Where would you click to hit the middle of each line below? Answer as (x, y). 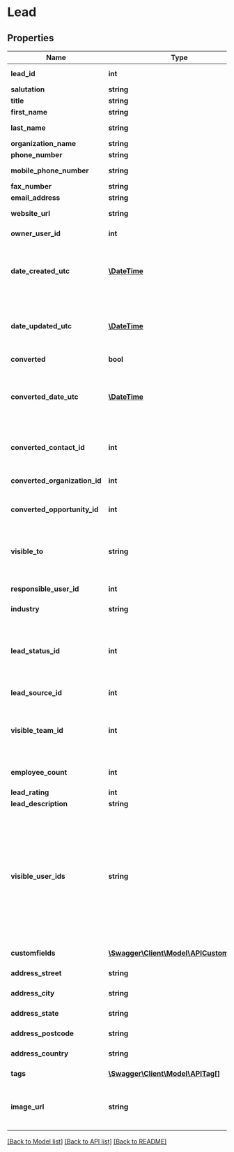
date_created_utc (40, 271)
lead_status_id (36, 651)
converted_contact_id (48, 447)
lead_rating (30, 792)
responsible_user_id (45, 589)
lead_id (23, 74)
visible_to (27, 551)
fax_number (31, 186)
